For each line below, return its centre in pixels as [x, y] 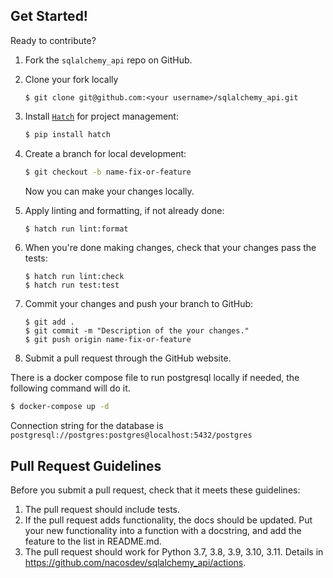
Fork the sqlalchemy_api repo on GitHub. [108, 60]
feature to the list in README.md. [93, 541]
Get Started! [49, 16]
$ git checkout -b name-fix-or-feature [108, 172]
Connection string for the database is [87, 426]
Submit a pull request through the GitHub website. [128, 358]
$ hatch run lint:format [76, 229]
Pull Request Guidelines [86, 465]
